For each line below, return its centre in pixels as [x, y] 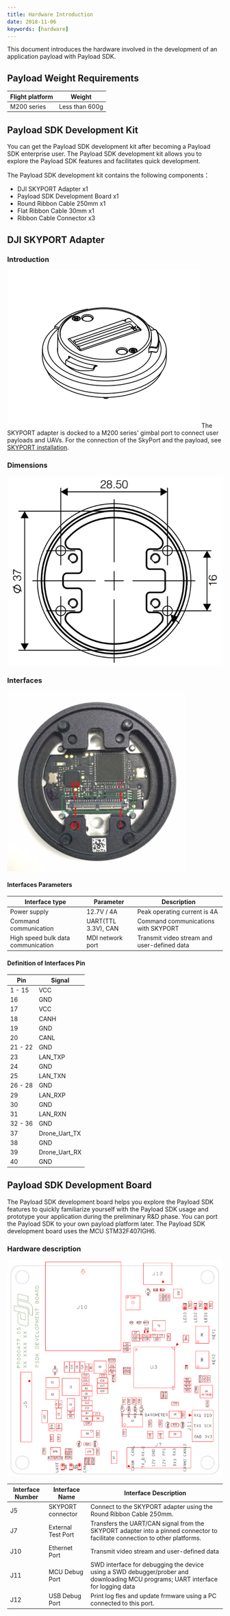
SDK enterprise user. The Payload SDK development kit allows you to [104, 154]
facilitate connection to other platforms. [146, 1538]
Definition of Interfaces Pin [46, 963]
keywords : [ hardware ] [38, 29]
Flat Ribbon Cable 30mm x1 [55, 211]
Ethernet [61, 1547]
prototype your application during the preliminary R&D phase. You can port [112, 1216]
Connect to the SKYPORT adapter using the [152, 1507]
